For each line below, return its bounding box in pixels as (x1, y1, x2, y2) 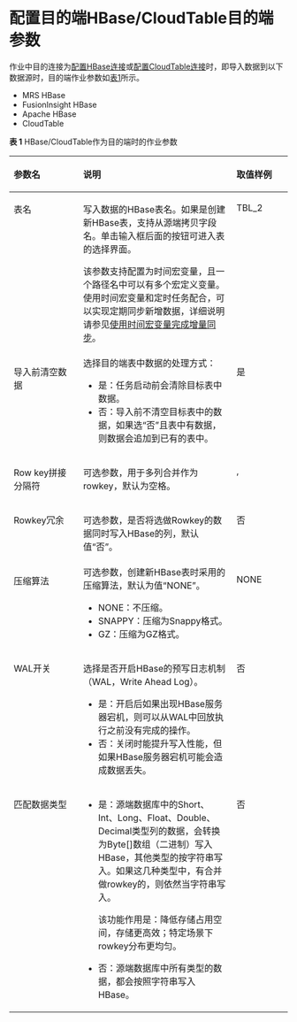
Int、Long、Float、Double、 (98, 811, 216, 824)
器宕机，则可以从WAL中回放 (98, 711, 215, 723)
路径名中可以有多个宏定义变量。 (91, 278, 225, 290)
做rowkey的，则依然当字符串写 (98, 878, 226, 890)
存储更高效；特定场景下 (116, 926, 214, 939)
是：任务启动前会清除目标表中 (98, 379, 223, 391)
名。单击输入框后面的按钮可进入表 (82, 229, 225, 242)
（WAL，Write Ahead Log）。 (82, 675, 203, 688)
